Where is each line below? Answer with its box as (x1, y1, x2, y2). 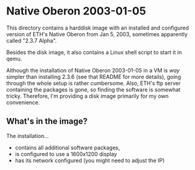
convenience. (6, 98, 40, 106)
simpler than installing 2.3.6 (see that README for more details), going (6, 73, 181, 80)
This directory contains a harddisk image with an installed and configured (6, 24, 189, 31)
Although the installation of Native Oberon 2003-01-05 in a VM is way (6, 66, 180, 74)
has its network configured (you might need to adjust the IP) (14, 157, 165, 164)
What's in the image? (6, 116, 88, 127)
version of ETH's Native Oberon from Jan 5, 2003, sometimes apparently (6, 30, 188, 37)
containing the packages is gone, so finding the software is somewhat (6, 86, 181, 93)
